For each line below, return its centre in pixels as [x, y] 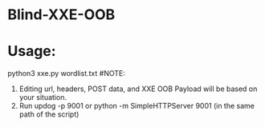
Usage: [32, 52]
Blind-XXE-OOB [61, 15]
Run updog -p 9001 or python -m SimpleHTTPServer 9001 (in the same [137, 106]
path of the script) [49, 114]
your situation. [43, 97]
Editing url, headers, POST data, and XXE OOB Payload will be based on [138, 89]
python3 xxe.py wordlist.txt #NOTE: [66, 73]
